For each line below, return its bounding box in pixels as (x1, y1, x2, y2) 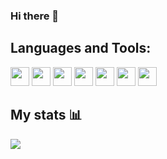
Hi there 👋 (10, 9, 60, 23)
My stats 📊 (10, 107, 83, 124)
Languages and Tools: (10, 40, 152, 57)
